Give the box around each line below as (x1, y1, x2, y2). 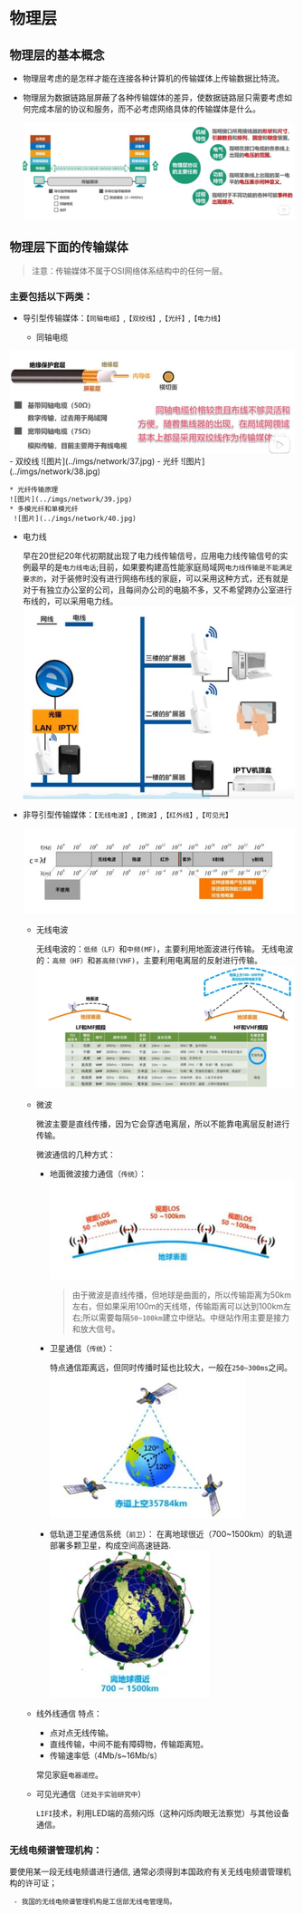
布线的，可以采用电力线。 (22, 595, 118, 606)
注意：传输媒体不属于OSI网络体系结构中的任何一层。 (31, 265, 228, 276)
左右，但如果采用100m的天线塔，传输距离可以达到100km (71, 1300, 284, 1311)
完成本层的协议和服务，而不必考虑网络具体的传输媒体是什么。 (30, 103, 260, 114)
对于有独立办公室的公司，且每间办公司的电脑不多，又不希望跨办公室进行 (22, 584, 292, 594)
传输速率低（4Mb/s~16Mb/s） (49, 1750, 163, 1761)
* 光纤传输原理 (9, 485, 59, 494)
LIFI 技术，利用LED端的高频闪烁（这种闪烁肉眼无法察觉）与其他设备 (35, 1807, 289, 1818)
